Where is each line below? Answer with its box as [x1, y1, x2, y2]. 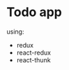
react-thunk [16, 55, 51, 64]
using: [6, 27, 24, 36]
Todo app [6, 4, 62, 20]
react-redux [16, 48, 52, 57]
